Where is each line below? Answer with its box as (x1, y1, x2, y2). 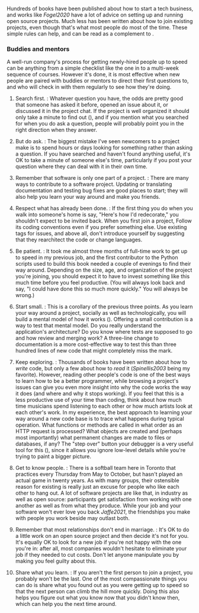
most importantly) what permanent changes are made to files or (15, 434, 172, 441)
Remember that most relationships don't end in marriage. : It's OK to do (15, 526, 190, 533)
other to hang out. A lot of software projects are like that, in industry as (15, 489, 188, 496)
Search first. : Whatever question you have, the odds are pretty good (15, 95, 183, 102)
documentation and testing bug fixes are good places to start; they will (15, 187, 188, 194)
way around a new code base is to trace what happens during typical (15, 415, 184, 422)
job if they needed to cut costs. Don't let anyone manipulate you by (15, 551, 179, 559)
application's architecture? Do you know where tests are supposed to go (15, 328, 193, 335)
